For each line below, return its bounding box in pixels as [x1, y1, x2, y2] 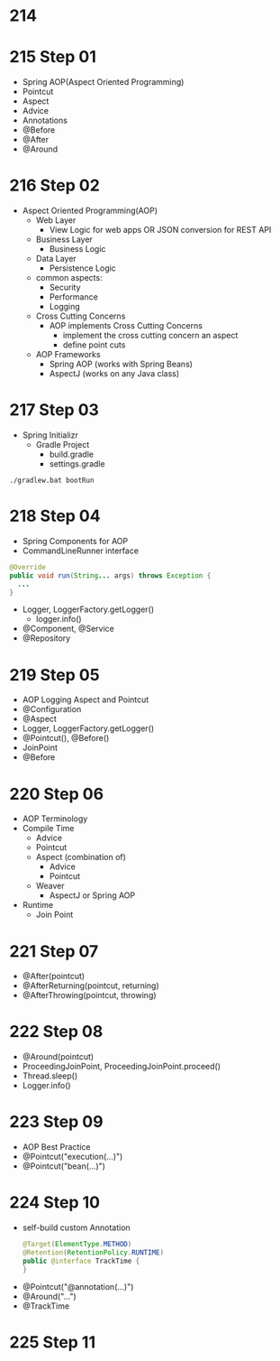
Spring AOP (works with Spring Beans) [49, 358, 194, 370]
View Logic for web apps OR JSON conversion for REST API [49, 225, 272, 236]
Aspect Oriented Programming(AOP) [22, 205, 158, 217]
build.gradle [49, 449, 95, 459]
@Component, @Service [22, 624, 114, 634]
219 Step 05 [9, 664, 101, 685]
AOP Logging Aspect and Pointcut [22, 694, 149, 705]
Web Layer [35, 215, 77, 226]
